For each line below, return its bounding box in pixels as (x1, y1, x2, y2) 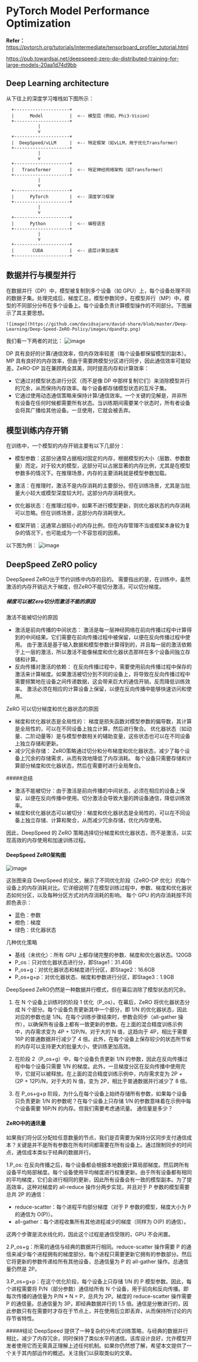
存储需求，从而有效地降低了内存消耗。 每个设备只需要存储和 (40, 755, 187, 762)
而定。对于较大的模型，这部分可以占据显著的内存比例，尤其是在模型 (25, 462, 190, 469)
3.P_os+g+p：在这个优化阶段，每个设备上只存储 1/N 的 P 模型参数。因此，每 (6, 1278, 192, 1285)
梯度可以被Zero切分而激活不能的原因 (6, 597, 95, 605)
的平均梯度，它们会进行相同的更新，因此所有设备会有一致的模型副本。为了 (6, 1176, 187, 1183)
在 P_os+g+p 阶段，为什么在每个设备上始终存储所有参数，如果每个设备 (14, 1090, 187, 1098)
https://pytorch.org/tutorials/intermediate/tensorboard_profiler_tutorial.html (6, 43, 189, 51)
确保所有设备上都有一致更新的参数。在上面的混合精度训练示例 (32, 1021, 183, 1028)
